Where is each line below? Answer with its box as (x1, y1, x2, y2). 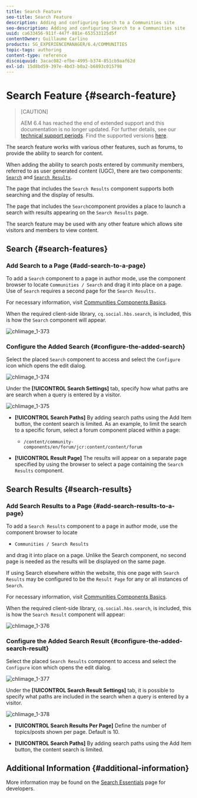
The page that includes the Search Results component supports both (6, 185, 174, 192)
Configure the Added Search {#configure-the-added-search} (6, 342, 186, 350)
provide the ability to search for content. (6, 150, 103, 157)
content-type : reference (6, 52, 67, 58)
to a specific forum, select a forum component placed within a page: (14, 426, 181, 433)
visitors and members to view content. (6, 227, 99, 234)
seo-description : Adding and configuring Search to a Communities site (6, 25, 185, 31)
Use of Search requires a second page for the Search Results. (6, 287, 157, 294)
